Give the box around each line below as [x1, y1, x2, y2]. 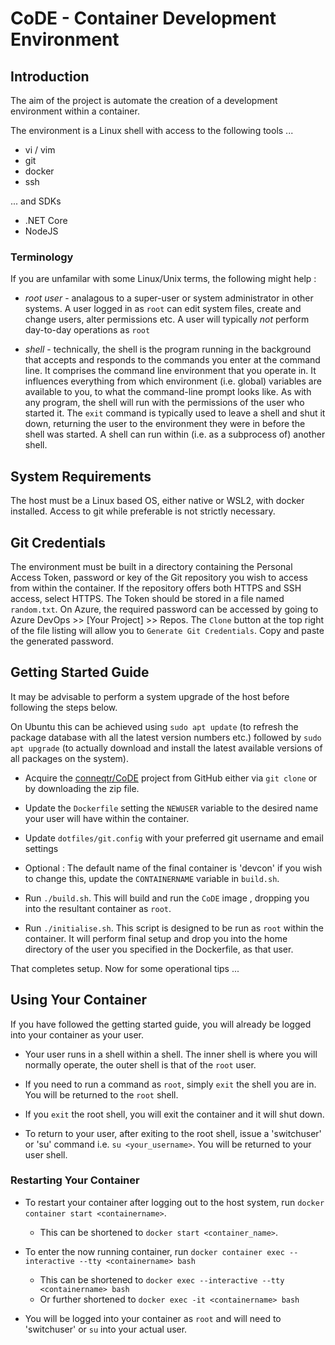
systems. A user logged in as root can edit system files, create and [24, 303, 302, 315]
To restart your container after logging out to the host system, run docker [24, 1196, 325, 1208]
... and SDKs [10, 195, 62, 207]
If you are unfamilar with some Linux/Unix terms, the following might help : [10, 273, 317, 285]
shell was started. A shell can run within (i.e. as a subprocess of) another [24, 428, 326, 441]
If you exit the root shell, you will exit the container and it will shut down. [24, 1108, 325, 1120]
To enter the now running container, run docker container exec [24, 1245, 285, 1257]
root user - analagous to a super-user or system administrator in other [24, 292, 314, 304]
